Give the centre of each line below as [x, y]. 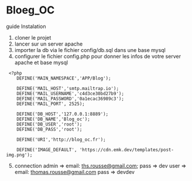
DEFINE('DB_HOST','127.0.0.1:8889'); [63, 114]
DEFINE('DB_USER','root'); [49, 124]
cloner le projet [33, 37]
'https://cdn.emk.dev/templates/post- [127, 149]
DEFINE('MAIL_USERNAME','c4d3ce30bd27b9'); [71, 93]
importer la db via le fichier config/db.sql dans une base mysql [90, 50]
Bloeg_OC [30, 10]
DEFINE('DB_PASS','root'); [49, 129]
